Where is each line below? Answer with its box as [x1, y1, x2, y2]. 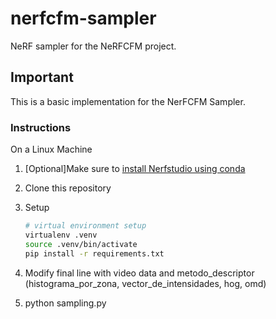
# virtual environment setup [24, 221, 147, 231]
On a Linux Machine [10, 143, 93, 156]
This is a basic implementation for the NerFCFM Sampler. [10, 95, 246, 107]
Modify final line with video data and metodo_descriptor [24, 267, 255, 279]
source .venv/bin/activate [24, 239, 138, 249]
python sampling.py [24, 297, 107, 309]
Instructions [10, 120, 72, 134]
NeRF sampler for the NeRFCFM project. [10, 40, 177, 52]
